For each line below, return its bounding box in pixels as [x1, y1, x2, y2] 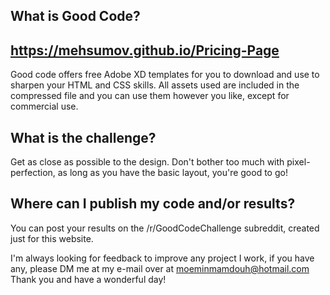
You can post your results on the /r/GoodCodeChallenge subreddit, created [10, 222, 320, 234]
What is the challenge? [10, 129, 157, 146]
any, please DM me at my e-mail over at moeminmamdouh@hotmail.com [10, 262, 310, 274]
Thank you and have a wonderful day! [10, 273, 167, 285]
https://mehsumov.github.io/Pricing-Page [10, 42, 280, 59]
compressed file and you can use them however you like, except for [10, 90, 290, 102]
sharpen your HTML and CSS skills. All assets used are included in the [10, 79, 300, 91]
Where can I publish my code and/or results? [10, 195, 296, 213]
